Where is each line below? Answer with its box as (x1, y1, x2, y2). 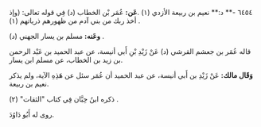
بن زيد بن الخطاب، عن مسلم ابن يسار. (9, 56, 123, 64)
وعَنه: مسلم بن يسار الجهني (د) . (9, 32, 105, 40)
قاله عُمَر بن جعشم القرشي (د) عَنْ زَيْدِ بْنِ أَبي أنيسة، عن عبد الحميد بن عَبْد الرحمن (9, 47, 251, 56)
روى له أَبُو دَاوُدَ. (9, 110, 55, 119)
